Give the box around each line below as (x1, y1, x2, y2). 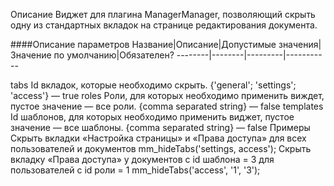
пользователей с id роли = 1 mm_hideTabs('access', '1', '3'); (10, 164, 261, 176)
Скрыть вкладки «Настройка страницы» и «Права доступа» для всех (10, 132, 307, 144)
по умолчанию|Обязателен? (53, 49, 175, 61)
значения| (278, 39, 322, 50)
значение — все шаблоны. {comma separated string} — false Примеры (10, 122, 311, 133)
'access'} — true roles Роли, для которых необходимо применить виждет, (10, 90, 325, 101)
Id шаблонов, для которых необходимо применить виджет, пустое (10, 111, 295, 123)
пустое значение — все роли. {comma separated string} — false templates (10, 100, 324, 112)
